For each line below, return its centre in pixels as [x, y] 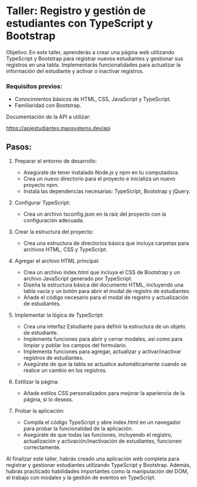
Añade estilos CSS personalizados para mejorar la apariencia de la [104, 393]
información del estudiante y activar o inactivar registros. [75, 71]
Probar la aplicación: [39, 411]
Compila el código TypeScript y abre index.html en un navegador [102, 422]
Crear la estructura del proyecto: [54, 232]
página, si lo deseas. [48, 400]
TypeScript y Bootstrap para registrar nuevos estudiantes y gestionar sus [95, 58]
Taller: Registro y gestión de [76, 11]
